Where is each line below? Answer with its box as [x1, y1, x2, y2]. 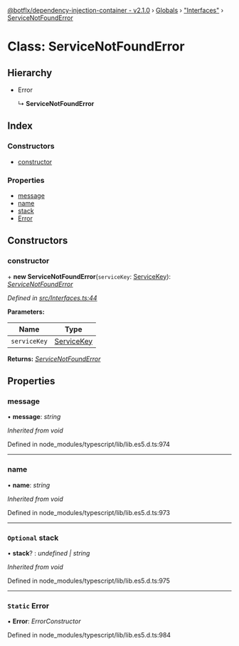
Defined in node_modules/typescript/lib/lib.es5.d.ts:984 [7, 631, 171, 640]
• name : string [7, 480, 51, 489]
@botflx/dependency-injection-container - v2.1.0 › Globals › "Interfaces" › [7, 6, 224, 14]
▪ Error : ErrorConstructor [7, 617, 81, 625]
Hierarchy [7, 67, 53, 79]
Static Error [7, 600, 50, 610]
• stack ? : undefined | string [7, 549, 90, 557]
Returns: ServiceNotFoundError [7, 354, 101, 363]
